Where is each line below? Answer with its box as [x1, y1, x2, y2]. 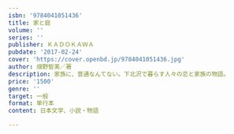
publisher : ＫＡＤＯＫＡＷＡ [8, 41, 95, 49]
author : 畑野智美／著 [8, 63, 72, 71]
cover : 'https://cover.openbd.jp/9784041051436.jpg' [8, 56, 185, 64]
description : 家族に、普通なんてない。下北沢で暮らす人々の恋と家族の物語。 [8, 70, 230, 78]
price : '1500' [8, 77, 55, 85]
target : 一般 [8, 92, 49, 100]
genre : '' [8, 84, 41, 93]
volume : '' [8, 26, 44, 34]
